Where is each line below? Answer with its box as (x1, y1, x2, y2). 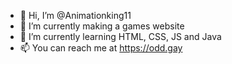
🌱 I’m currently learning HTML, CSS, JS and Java (19, 31, 222, 42)
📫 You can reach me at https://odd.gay (19, 42, 183, 54)
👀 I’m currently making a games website (19, 20, 185, 32)
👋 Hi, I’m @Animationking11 (19, 10, 132, 21)
